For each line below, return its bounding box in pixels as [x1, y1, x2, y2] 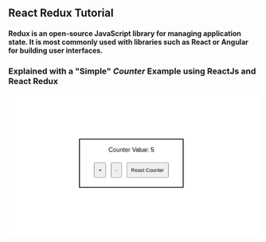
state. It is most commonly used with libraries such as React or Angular [8, 37, 248, 46]
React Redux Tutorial [8, 6, 114, 20]
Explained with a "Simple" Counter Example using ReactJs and [8, 65, 256, 77]
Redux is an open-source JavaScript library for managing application [8, 28, 241, 38]
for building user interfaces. [8, 46, 104, 55]
